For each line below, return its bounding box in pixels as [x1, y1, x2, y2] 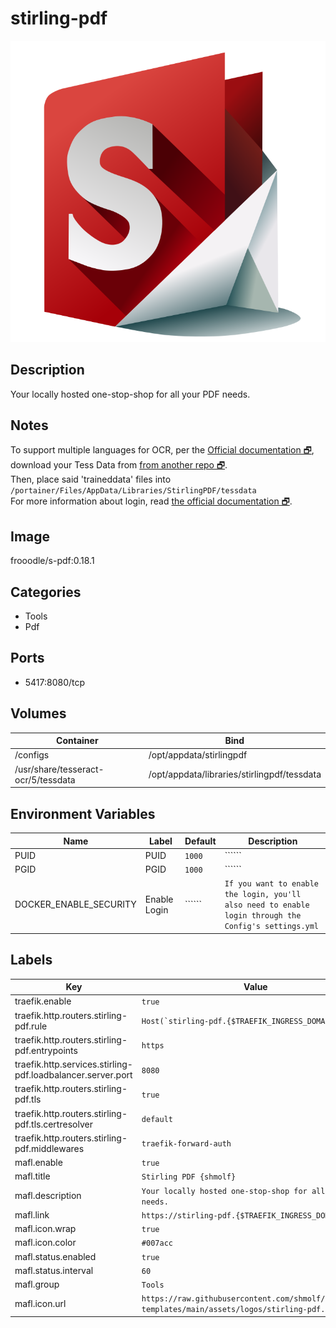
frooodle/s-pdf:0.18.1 [10, 555, 95, 567]
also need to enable [224, 900, 310, 911]
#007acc [141, 1238, 173, 1249]
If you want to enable [224, 879, 320, 889]
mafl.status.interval [14, 1264, 94, 1276]
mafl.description [14, 1190, 82, 1202]
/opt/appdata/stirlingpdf [148, 749, 248, 761]
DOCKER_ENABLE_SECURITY [14, 898, 137, 911]
